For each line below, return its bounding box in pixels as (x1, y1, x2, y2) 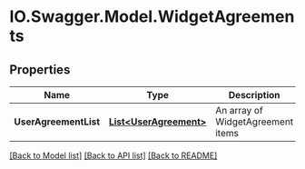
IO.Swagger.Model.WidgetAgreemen (9, 6, 295, 27)
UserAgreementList (14, 115, 101, 128)
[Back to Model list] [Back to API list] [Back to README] (9, 150, 218, 161)
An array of (214, 104, 263, 116)
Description (228, 89, 280, 101)
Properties (9, 62, 71, 77)
